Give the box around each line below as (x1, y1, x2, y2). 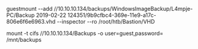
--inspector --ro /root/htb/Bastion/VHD (57, 18, 155, 25)
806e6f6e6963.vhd (6, 18, 56, 25)
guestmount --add (6, 5, 53, 12)
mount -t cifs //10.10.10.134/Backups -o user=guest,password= (6, 30, 164, 37)
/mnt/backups (6, 36, 42, 43)
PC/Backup (6, 11, 35, 19)
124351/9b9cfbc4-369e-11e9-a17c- (67, 11, 156, 19)
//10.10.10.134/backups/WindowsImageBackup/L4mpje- (54, 5, 193, 12)
